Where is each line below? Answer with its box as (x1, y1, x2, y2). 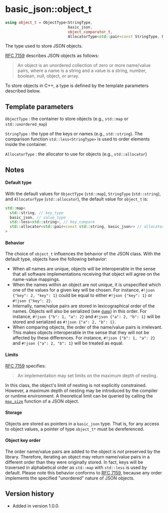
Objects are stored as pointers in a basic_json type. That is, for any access (5, 420, 159, 426)
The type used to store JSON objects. (5, 43, 83, 49)
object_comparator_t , (67, 29, 113, 34)
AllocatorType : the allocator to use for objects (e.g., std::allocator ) (5, 151, 147, 157)
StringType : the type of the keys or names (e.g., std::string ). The (5, 131, 143, 137)
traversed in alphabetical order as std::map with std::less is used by (5, 464, 147, 470)
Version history (5, 489, 54, 498)
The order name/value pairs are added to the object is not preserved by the (5, 448, 160, 454)
